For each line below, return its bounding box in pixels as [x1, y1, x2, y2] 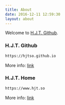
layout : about [5, 16, 34, 21]
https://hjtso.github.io [5, 53, 56, 58]
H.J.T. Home [5, 74, 35, 81]
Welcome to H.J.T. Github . [5, 30, 58, 36]
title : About [5, 7, 32, 12]
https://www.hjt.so [5, 86, 45, 91]
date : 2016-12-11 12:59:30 [5, 12, 61, 17]
